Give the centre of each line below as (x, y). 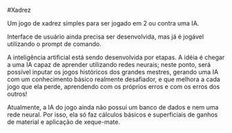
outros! (17, 94)
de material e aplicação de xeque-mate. (64, 122)
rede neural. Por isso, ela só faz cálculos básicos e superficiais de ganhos (113, 114)
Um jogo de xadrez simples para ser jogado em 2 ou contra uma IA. (103, 23)
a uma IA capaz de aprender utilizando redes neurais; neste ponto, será (109, 64)
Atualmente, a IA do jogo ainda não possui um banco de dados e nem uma (113, 107)
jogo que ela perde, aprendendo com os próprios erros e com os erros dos (114, 86)
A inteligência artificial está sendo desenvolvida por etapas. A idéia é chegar (116, 57)
